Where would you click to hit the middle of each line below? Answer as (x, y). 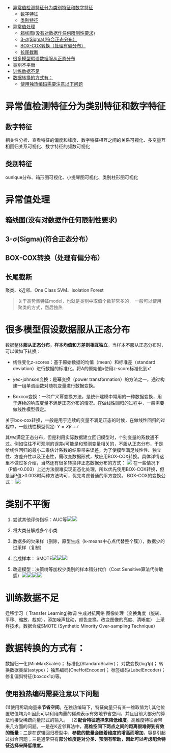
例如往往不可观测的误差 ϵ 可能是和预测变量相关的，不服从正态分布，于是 (89, 444)
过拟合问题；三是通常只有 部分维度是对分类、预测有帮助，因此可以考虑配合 (83, 739)
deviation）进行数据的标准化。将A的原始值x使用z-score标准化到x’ (82, 368)
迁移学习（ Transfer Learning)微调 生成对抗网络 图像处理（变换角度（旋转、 (85, 613)
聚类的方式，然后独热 (40, 307)
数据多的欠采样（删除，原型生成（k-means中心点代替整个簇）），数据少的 (89, 541)
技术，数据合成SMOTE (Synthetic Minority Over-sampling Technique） (83, 626)
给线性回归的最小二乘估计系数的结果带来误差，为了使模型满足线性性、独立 (83, 450)
